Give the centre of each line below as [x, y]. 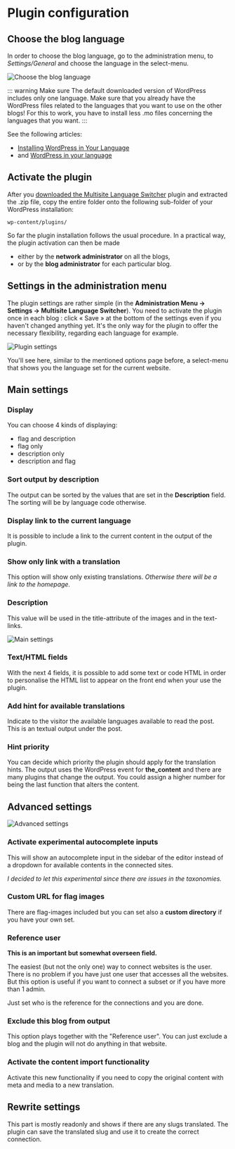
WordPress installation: [40, 209]
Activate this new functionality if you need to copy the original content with [116, 1077]
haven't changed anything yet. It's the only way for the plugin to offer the [113, 325]
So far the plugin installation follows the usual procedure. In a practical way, [116, 235]
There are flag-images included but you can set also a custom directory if [115, 912]
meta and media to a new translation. [61, 1085]
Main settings [38, 390]
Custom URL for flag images [56, 897]
